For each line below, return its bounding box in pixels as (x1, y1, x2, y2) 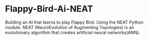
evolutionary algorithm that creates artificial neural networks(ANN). (5, 29, 140, 35)
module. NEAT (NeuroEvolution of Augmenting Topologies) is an (5, 24, 134, 30)
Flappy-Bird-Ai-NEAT (5, 3, 93, 14)
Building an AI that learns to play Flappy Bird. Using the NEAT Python (5, 19, 144, 25)
